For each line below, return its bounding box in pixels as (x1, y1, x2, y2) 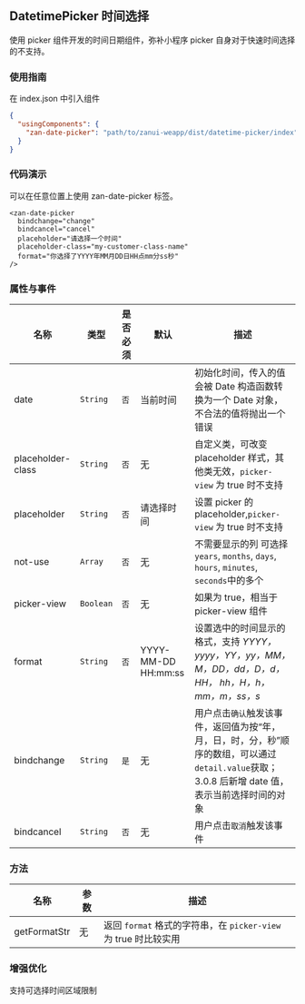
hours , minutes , (194, 561, 259, 574)
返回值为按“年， (212, 721, 281, 733)
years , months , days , (194, 550, 277, 563)
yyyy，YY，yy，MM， (194, 649, 290, 662)
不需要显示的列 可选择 (194, 538, 289, 551)
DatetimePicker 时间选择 (9, 8, 150, 25)
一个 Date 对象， (212, 394, 283, 407)
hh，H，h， (219, 676, 271, 689)
